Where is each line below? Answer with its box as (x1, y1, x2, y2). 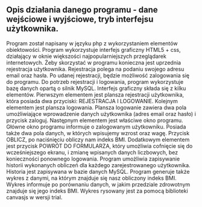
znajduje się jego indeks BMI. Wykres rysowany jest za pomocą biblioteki (6, 187, 188, 194)
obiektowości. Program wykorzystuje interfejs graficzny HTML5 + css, (6, 46, 181, 53)
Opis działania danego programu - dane (6, 5, 158, 15)
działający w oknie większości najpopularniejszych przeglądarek (6, 53, 167, 60)
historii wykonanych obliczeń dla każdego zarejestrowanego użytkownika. (6, 161, 191, 168)
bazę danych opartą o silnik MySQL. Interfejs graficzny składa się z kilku (6, 84, 186, 92)
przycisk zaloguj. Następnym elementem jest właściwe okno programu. (6, 116, 183, 124)
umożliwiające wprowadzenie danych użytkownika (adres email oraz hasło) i (6, 110, 196, 117)
